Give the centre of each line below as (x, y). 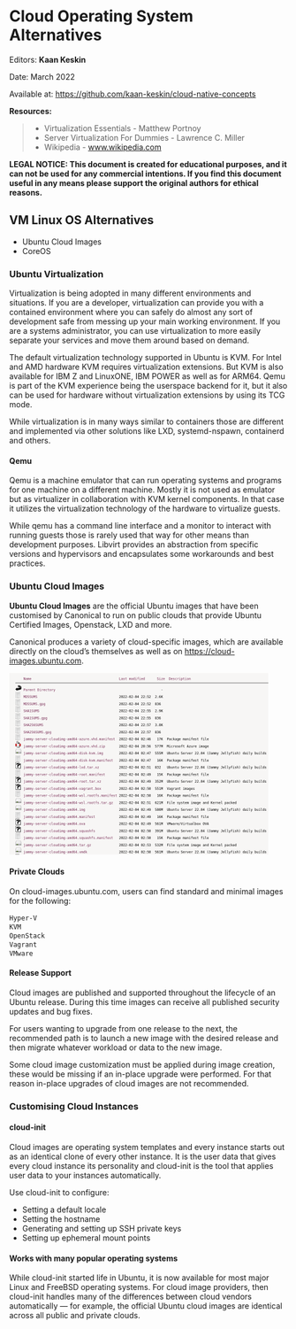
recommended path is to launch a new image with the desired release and (144, 1038)
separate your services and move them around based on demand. (129, 340)
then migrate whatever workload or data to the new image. (116, 1047)
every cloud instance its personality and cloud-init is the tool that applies (141, 1166)
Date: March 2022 (42, 76)
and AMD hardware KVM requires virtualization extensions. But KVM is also (147, 367)
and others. (30, 441)
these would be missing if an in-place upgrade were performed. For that (140, 1074)
